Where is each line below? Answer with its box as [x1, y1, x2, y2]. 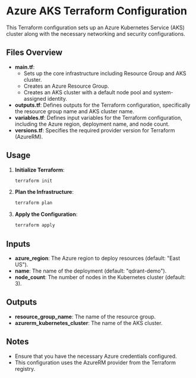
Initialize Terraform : [14, 166, 65, 173]
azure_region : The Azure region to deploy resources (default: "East [14, 255, 181, 262]
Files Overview [6, 48, 63, 58]
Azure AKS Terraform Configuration [6, 4, 187, 18]
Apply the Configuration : [14, 210, 78, 218]
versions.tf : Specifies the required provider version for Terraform [14, 126, 175, 134]
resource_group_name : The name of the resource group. [14, 313, 156, 320]
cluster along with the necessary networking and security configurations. [6, 30, 185, 37]
